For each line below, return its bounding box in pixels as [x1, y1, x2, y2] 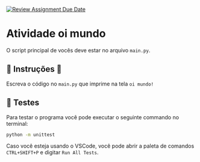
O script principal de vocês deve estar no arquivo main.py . [6, 46, 151, 54]
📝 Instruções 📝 [6, 64, 62, 75]
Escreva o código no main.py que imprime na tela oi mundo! [6, 80, 154, 87]
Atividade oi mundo [6, 27, 106, 40]
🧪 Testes [6, 98, 40, 108]
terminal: [6, 120, 28, 127]
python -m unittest [6, 131, 55, 138]
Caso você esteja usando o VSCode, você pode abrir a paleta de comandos [6, 142, 195, 150]
